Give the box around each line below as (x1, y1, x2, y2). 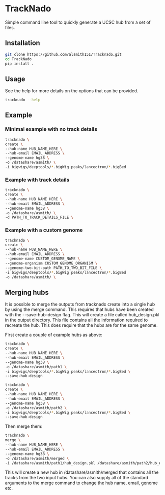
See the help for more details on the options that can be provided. (5, 88, 138, 94)
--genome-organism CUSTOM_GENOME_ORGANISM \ (5, 261, 98, 266)
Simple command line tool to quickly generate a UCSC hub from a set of (5, 19, 151, 25)
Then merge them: (5, 423, 43, 429)
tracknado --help (5, 97, 41, 103)
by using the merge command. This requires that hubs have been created (5, 306, 154, 312)
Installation (5, 39, 40, 47)
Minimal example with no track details (5, 126, 97, 133)
